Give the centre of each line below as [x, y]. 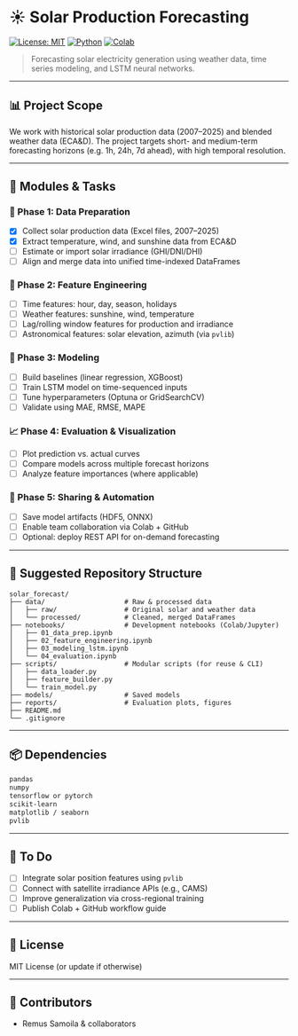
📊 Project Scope [56, 106]
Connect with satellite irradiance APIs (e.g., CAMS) [115, 888]
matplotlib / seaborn [49, 812]
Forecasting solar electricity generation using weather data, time [149, 59]
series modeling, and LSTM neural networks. [113, 68]
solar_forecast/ [39, 594]
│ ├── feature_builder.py [61, 679]
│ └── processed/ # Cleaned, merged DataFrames [123, 617]
